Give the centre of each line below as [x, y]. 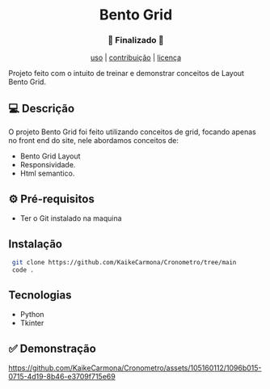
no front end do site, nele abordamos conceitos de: [94, 141]
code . [23, 270]
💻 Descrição [42, 108]
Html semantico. [47, 173]
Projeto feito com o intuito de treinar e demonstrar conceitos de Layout [127, 74]
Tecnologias [40, 296]
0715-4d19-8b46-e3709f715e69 [62, 377]
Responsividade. [48, 165]
